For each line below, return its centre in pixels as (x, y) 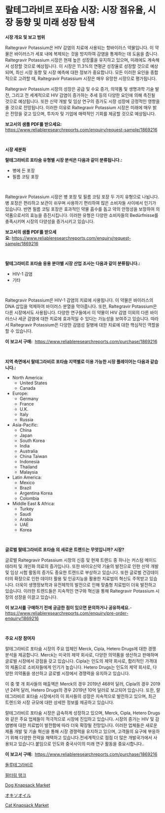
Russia (26, 419)
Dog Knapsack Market (28, 785)
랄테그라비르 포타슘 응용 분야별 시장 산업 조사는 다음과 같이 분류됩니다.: (73, 263)
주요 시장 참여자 (20, 638)
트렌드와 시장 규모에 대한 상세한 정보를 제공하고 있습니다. (60, 702)
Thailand (29, 467)
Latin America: (27, 477)
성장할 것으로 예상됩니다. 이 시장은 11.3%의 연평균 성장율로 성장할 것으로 (80, 66)
